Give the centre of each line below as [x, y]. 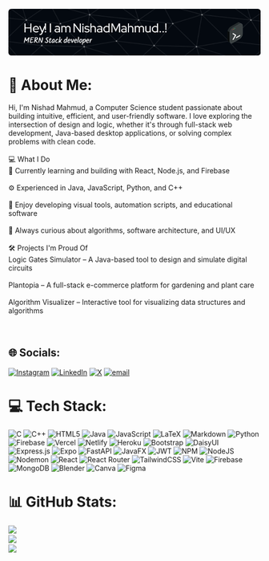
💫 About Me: [50, 85]
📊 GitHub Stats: [63, 502]
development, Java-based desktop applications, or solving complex [120, 132]
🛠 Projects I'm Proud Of [48, 248]
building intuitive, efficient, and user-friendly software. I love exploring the [130, 116]
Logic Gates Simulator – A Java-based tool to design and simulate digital [128, 259]
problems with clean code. [52, 141]
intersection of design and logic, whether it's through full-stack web [120, 124]
